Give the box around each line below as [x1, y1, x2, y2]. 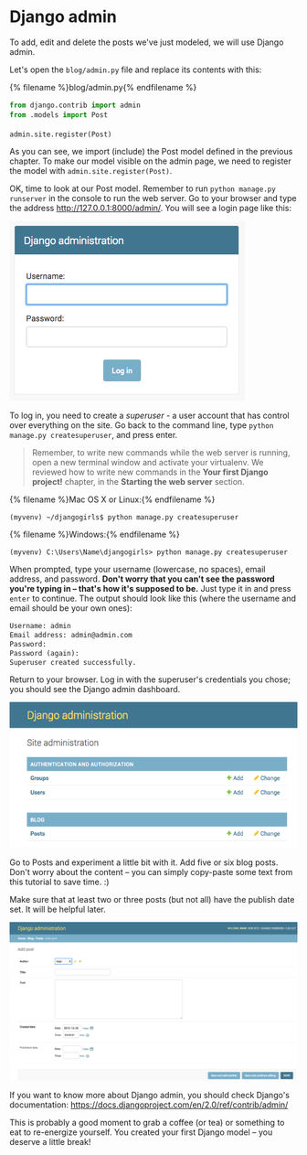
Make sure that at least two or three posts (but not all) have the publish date [9, 894, 295, 905]
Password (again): [9, 649, 79, 658]
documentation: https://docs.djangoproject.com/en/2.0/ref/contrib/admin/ [9, 1099, 289, 1110]
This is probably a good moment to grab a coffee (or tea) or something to [9, 1117, 285, 1128]
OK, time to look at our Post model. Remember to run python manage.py [9, 183, 276, 194]
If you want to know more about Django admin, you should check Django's [9, 1089, 291, 1100]
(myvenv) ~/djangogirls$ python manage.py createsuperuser [9, 513, 239, 522]
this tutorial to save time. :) [9, 876, 110, 888]
